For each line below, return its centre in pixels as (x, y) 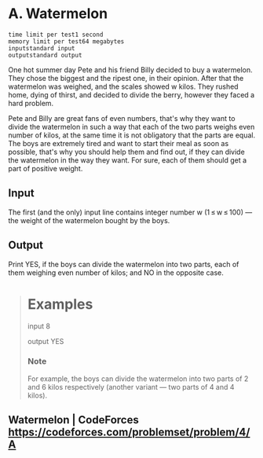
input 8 (39, 326)
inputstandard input (42, 48)
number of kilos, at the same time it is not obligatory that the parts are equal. (132, 135)
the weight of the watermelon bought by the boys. (89, 220)
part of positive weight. (46, 168)
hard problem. (31, 103)
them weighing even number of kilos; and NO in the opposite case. (116, 273)
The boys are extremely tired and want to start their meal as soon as (119, 143)
